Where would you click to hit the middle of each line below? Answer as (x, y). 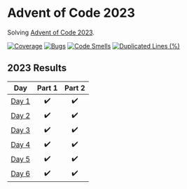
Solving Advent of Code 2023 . (51, 32)
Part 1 (47, 88)
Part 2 (75, 88)
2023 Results (37, 68)
